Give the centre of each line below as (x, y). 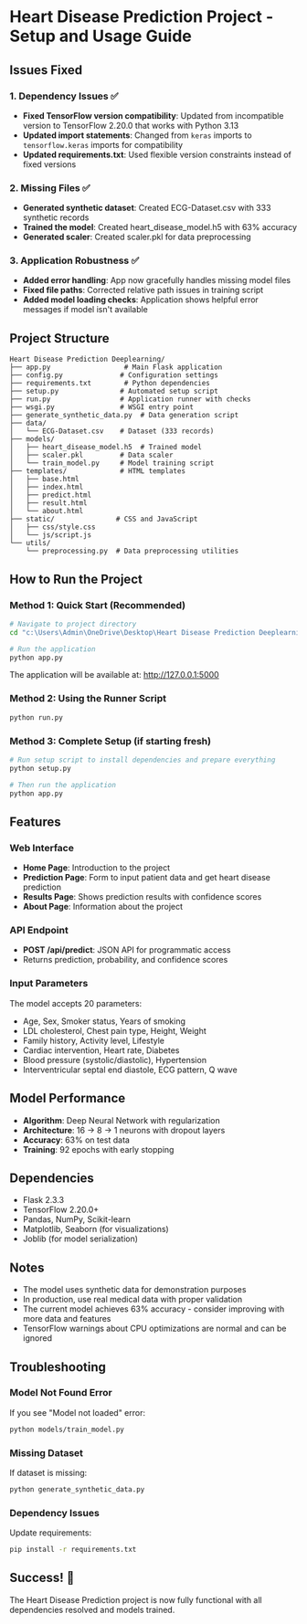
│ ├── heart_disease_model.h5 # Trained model (106, 448)
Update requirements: (51, 1533)
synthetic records (56, 217)
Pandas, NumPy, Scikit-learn (76, 1219)
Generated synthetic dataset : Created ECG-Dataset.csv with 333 (147, 208)
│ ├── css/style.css (53, 527)
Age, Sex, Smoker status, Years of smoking (104, 1021)
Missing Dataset (47, 1452)
